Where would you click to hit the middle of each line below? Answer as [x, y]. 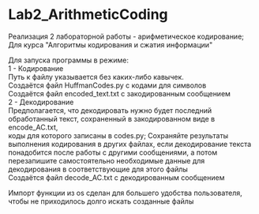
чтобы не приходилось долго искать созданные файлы [101, 201]
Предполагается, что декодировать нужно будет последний [110, 110]
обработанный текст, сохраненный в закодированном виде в [112, 118]
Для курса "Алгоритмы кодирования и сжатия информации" [111, 44]
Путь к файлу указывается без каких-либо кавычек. [96, 77]
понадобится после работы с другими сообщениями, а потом [113, 152]
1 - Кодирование [36, 68]
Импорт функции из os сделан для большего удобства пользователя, [125, 193]
